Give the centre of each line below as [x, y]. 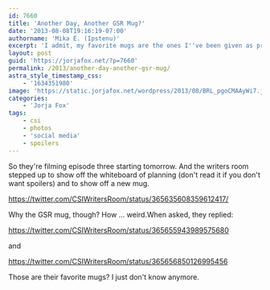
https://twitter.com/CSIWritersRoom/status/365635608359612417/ [119, 199]
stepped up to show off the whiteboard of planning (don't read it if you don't [135, 175]
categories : [28, 98]
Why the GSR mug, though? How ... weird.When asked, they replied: [121, 214]
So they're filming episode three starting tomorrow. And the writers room [129, 166]
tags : [17, 114]
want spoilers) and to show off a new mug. [79, 183]
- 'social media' [52, 135]
